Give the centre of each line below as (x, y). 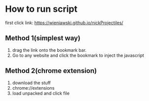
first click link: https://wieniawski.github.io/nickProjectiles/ (64, 23)
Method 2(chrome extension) (51, 71)
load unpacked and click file (41, 93)
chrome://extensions (33, 88)
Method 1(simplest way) (43, 38)
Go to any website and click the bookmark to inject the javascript (78, 55)
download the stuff (31, 83)
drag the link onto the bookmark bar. (49, 50)
